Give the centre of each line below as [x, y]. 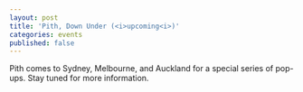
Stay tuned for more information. [88, 78]
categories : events [46, 34]
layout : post [34, 18]
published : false [42, 43]
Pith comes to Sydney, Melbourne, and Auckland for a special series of [142, 69]
